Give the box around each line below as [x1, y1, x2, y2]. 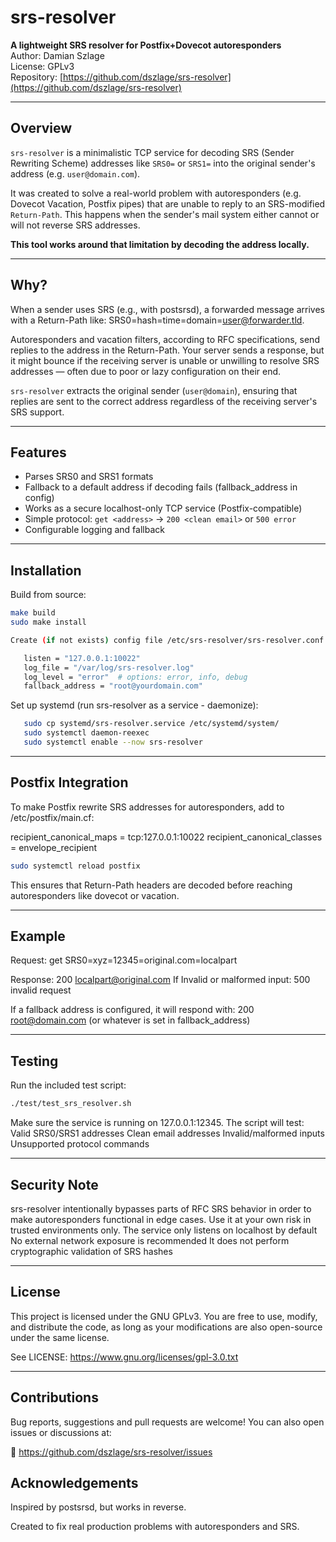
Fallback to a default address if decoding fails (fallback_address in [24, 481, 298, 493]
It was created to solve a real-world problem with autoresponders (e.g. [10, 187, 302, 199]
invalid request [10, 984, 72, 996]
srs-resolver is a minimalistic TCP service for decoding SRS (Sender [10, 146, 295, 158]
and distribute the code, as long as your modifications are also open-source [10, 1321, 323, 1333]
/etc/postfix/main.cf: [10, 811, 95, 823]
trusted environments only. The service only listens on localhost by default [10, 1224, 318, 1236]
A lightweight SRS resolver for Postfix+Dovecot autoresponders [10, 39, 282, 51]
